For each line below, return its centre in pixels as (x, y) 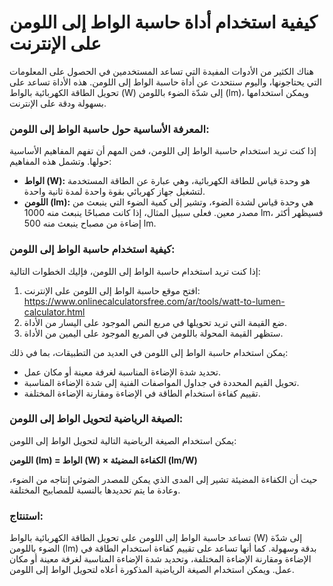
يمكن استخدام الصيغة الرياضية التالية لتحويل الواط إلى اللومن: (123, 440)
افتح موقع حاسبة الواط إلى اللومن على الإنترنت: (112, 290)
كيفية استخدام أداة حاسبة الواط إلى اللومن (163, 22)
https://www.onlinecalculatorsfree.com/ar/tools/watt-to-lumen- (154, 301)
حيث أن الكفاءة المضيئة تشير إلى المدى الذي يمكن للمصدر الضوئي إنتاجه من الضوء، (163, 479)
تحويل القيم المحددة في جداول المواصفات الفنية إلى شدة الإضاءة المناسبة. (161, 382)
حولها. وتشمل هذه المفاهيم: (60, 162)
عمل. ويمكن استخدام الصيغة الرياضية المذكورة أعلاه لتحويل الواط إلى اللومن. (152, 570)
